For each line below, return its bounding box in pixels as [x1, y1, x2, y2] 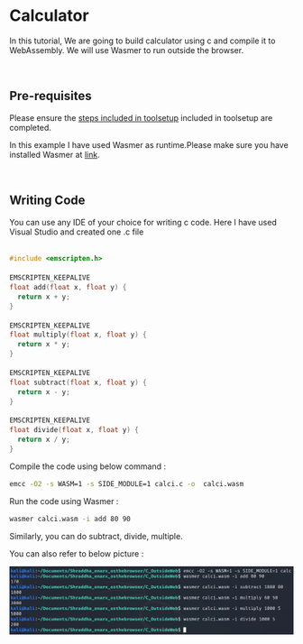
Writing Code [9, 193, 86, 208]
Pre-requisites [9, 88, 92, 104]
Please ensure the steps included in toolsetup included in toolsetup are [9, 112, 273, 123]
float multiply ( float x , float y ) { [9, 330, 147, 339]
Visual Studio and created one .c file [9, 226, 144, 237]
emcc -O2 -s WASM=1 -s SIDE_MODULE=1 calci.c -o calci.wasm [9, 479, 244, 488]
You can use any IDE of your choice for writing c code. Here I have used [9, 216, 277, 227]
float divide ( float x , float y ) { [9, 426, 140, 435]
